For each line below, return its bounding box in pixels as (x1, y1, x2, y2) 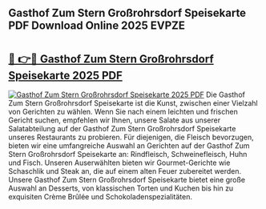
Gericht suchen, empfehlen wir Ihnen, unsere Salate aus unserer (8, 115, 221, 125)
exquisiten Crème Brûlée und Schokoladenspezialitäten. (8, 192, 193, 201)
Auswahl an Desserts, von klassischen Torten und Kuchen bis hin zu (8, 183, 234, 193)
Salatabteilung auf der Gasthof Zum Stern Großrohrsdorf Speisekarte (8, 124, 236, 133)
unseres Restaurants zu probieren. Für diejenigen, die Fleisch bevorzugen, (8, 132, 254, 142)
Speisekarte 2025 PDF (8, 68, 123, 82)
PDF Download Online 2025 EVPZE (8, 19, 186, 33)
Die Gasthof (205, 90, 246, 99)
